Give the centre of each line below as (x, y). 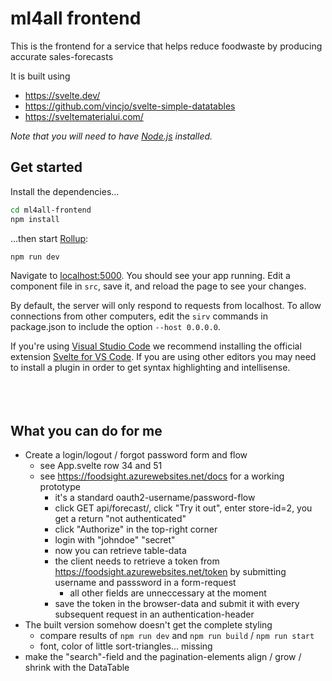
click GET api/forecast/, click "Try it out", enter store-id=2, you (183, 508)
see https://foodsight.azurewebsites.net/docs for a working (162, 476)
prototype (60, 487)
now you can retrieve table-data (120, 551)
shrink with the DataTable (77, 668)
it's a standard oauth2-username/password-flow (155, 498)
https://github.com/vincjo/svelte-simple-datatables (130, 106)
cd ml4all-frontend (51, 210)
